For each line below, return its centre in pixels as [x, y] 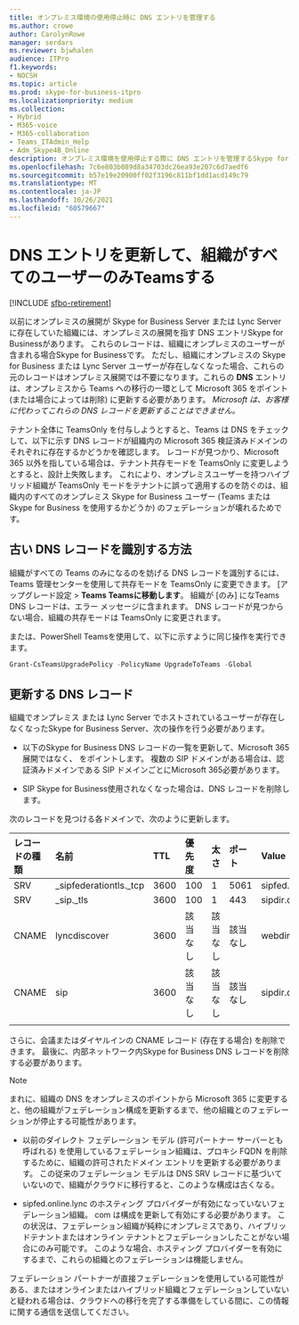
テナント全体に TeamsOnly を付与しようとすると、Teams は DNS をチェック [149, 429]
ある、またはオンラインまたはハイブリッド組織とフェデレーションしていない [149, 1289]
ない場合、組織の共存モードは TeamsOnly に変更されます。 [117, 617]
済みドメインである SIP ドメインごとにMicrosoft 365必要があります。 [157, 770]
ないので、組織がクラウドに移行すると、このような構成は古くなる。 [154, 1185]
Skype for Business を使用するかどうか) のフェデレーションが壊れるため [141, 507]
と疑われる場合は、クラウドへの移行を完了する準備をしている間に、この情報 [149, 1301]
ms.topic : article [43, 84]
